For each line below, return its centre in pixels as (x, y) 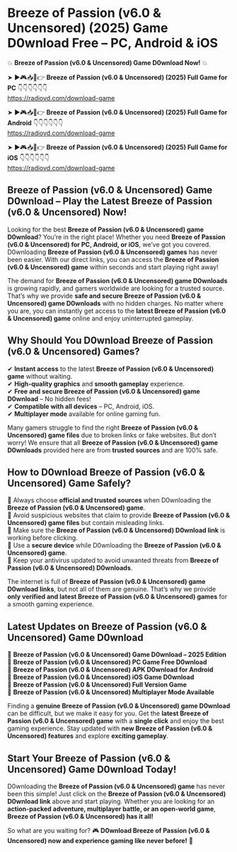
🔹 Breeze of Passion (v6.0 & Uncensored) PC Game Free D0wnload (107, 662)
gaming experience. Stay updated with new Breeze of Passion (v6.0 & (110, 729)
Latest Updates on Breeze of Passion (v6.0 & (107, 627)
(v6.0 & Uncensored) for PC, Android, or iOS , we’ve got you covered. (109, 244)
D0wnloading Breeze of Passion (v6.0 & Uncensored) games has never (112, 252)
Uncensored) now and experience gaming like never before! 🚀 (100, 841)
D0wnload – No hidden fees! (50, 398)
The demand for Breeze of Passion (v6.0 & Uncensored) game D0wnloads (117, 280)
